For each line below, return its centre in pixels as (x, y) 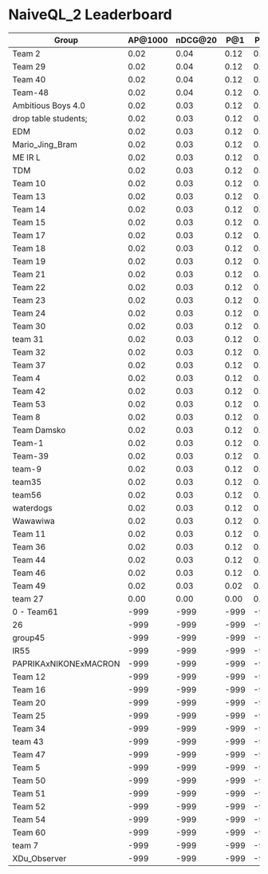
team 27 (28, 598)
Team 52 (29, 806)
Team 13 (29, 196)
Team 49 (29, 586)
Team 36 (29, 546)
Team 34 (29, 729)
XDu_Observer (39, 858)
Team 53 (29, 403)
